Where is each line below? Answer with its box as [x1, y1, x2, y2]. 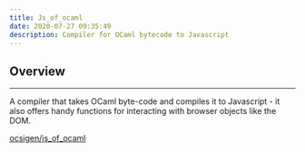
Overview [9, 63, 66, 79]
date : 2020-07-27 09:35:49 [9, 22, 112, 31]
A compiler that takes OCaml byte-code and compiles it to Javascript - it [9, 96, 280, 107]
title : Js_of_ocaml [9, 13, 84, 23]
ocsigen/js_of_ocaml [9, 133, 86, 144]
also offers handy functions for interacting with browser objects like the [9, 106, 277, 117]
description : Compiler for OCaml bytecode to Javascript [9, 30, 230, 39]
